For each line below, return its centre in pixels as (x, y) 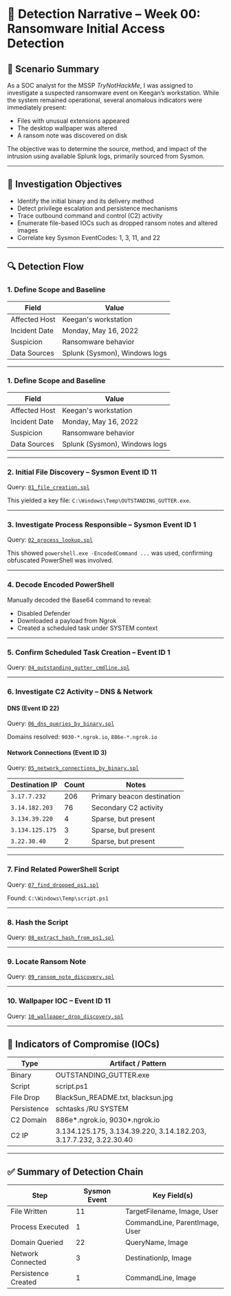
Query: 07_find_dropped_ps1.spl (53, 884)
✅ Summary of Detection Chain (75, 1171)
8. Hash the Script (38, 922)
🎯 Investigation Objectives (65, 185)
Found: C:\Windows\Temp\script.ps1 (58, 898)
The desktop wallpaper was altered (67, 128)
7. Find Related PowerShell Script (63, 870)
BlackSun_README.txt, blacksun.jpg (114, 1098)
